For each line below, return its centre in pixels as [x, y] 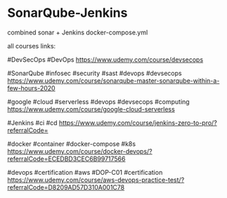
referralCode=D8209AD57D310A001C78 [66, 187]
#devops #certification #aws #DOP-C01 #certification [85, 172]
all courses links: [32, 46]
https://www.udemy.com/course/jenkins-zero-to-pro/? [138, 123]
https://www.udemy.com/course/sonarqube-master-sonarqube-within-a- [113, 80]
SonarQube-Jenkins [67, 13]
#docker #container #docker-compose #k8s [71, 144]
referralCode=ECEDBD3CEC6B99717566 [66, 159]
